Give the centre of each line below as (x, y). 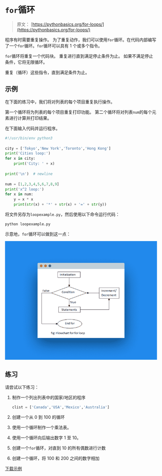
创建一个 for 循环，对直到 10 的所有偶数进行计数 (59, 448)
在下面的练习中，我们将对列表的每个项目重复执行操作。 (60, 102)
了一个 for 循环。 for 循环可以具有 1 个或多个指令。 (54, 46)
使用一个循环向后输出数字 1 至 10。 (46, 438)
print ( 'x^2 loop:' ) (25, 189)
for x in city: (20, 159)
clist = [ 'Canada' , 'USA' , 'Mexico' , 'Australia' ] (61, 407)
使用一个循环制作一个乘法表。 (41, 427)
